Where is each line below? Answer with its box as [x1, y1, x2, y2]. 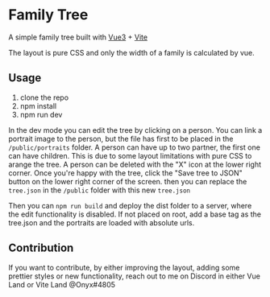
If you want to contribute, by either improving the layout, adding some [8, 262, 240, 272]
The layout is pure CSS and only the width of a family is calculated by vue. [8, 47, 255, 57]
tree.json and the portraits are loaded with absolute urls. [8, 217, 195, 227]
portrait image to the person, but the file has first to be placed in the [8, 134, 234, 143]
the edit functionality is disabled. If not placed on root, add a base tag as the [8, 209, 262, 219]
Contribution [8, 241, 74, 255]
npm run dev [19, 109, 63, 119]
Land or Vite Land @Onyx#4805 [8, 279, 115, 289]
